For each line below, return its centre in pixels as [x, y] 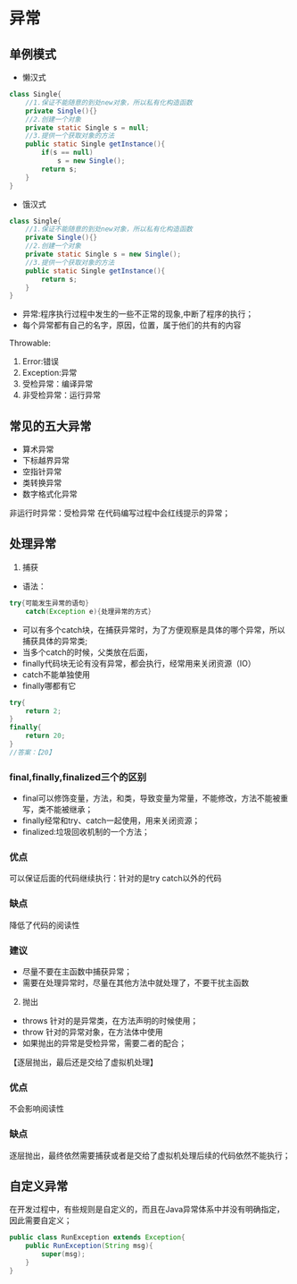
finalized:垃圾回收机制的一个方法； [86, 832]
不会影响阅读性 [37, 1109]
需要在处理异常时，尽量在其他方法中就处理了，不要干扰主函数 [136, 982]
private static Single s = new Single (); [103, 254]
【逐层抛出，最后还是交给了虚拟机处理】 [83, 1062]
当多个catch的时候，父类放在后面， [87, 652]
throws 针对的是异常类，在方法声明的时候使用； [110, 1020]
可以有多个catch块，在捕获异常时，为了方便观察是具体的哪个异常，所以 [153, 629]
